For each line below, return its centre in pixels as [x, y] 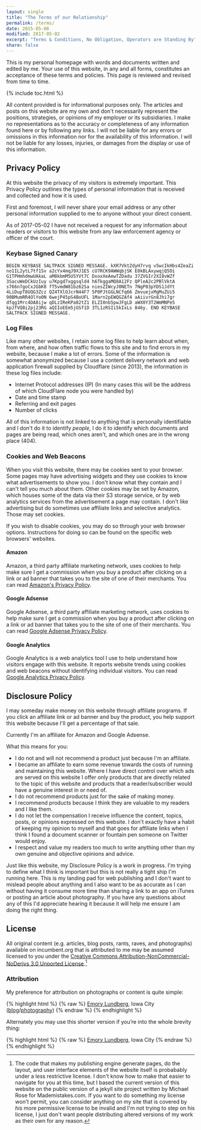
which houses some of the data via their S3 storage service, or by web [93, 495]
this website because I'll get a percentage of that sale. [73, 723]
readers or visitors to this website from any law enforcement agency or [94, 231]
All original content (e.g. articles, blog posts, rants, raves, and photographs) [99, 943]
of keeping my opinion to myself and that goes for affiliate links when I [101, 828]
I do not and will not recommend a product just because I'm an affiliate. [102, 758]
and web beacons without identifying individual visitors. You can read [92, 671]
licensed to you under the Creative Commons [62, 956]
